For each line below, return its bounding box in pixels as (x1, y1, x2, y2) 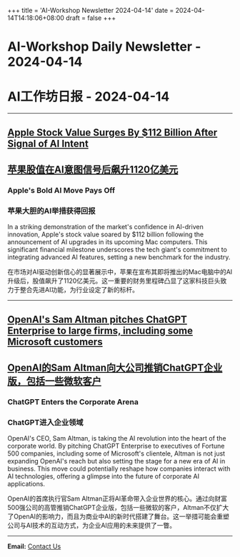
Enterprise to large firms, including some (7, 324, 193, 336)
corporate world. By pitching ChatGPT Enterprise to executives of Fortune (7, 442, 225, 451)
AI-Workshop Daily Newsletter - (7, 39, 201, 55)
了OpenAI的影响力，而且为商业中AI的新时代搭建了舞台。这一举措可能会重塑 (7, 512, 230, 521)
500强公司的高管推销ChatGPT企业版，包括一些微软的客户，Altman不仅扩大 (7, 503, 229, 512)
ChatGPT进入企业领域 (7, 417, 84, 427)
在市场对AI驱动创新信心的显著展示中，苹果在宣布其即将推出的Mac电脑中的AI (7, 268, 233, 276)
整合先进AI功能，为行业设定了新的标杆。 (19, 286, 139, 294)
